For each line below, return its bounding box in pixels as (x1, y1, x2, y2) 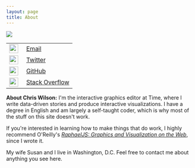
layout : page (6, 8, 39, 15)
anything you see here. (6, 155, 62, 162)
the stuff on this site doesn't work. (6, 113, 90, 120)
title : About (6, 14, 39, 20)
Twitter (26, 55, 46, 64)
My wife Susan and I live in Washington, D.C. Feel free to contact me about (6, 148, 189, 155)
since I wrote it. (6, 137, 44, 144)
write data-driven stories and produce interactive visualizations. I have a (6, 100, 183, 107)
